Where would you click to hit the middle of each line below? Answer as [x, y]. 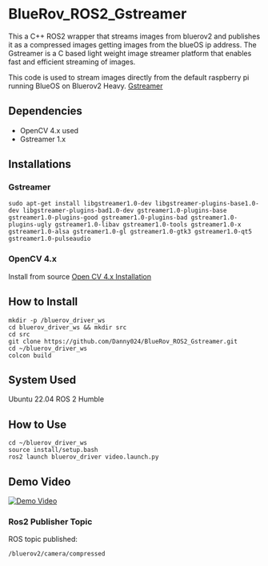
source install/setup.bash [53, 450]
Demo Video [40, 481]
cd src [19, 334]
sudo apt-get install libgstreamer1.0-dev [80, 204]
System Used [42, 379]
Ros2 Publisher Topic [50, 521]
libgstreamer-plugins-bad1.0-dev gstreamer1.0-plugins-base [125, 211]
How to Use [38, 424]
